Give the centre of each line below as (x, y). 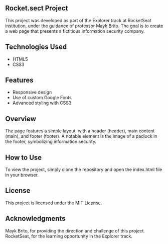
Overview (21, 118)
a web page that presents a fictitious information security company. (75, 31)
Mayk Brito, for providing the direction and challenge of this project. (75, 230)
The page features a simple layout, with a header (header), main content (80, 131)
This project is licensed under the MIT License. (54, 203)
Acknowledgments (36, 219)
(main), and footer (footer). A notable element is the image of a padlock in (81, 136)
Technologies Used (36, 47)
